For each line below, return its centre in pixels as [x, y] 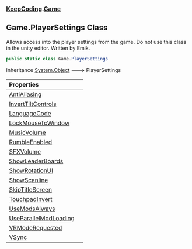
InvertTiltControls [33, 104]
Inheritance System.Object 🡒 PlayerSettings [64, 70]
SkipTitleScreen [31, 189]
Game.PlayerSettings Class [57, 28]
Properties [24, 84]
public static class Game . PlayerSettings [57, 59]
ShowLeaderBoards [36, 161]
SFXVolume [25, 151]
